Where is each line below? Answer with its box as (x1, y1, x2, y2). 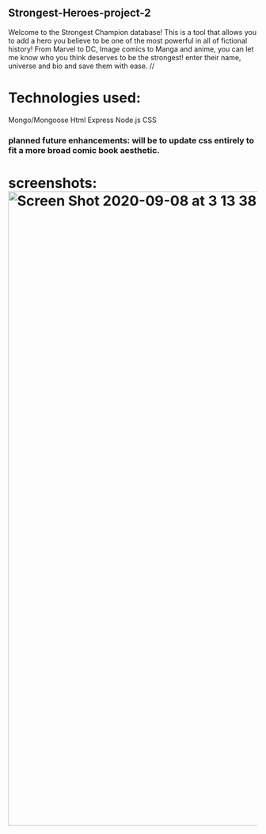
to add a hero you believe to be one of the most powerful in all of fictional (8, 36, 248, 45)
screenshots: (8, 174, 97, 192)
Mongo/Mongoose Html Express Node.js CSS (8, 115, 157, 124)
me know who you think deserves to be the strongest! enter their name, (8, 52, 241, 62)
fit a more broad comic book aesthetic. (8, 144, 160, 155)
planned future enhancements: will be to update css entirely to (8, 135, 255, 146)
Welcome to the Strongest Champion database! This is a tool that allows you (8, 27, 257, 36)
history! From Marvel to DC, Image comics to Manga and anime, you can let (8, 44, 254, 54)
